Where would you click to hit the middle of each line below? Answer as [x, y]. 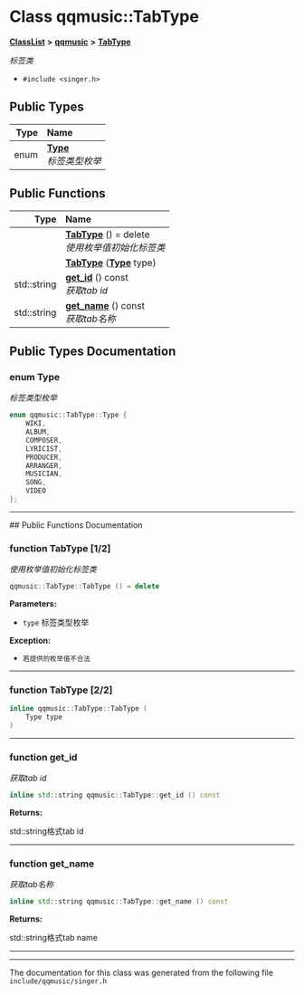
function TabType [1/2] [60, 548]
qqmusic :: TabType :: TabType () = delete [85, 587]
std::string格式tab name [53, 938]
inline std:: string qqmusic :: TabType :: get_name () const [119, 902]
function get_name [52, 864]
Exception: [30, 641]
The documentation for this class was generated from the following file [142, 973]
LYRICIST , [44, 449]
